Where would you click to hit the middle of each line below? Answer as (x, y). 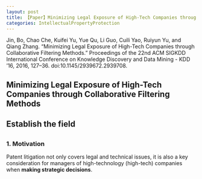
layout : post (23, 12)
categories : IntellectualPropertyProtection (63, 23)
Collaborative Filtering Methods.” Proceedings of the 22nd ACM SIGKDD (96, 53)
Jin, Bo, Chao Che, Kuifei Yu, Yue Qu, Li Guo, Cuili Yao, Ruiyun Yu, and (94, 40)
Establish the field (41, 124)
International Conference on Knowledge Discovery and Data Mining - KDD (98, 59)
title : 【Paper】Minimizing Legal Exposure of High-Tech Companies (92, 17)
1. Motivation (26, 143)
